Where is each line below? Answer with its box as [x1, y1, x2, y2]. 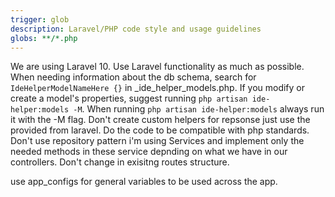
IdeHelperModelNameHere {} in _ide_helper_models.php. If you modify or [10, 82, 306, 94]
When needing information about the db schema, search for [10, 71, 257, 83]
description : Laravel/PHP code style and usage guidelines [10, 24, 262, 34]
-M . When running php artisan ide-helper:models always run [73, 103, 325, 115]
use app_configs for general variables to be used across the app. [10, 176, 278, 188]
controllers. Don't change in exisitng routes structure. [10, 156, 230, 168]
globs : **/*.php [10, 33, 78, 43]
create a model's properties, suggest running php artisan [10, 92, 248, 105]
